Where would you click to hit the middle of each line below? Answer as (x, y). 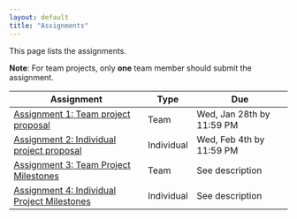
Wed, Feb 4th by (231, 140)
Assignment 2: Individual (65, 140)
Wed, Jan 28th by (234, 114)
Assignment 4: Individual (65, 190)
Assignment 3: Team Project (72, 164)
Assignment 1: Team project (72, 114)
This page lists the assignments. (68, 50)
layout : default (39, 17)
